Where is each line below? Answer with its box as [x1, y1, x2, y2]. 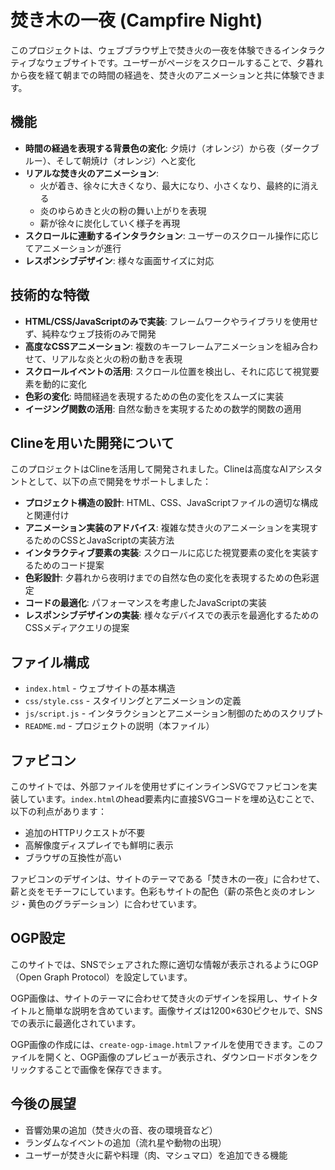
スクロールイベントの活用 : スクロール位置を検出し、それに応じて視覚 [24, 365, 311, 377]
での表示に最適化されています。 [10, 1017, 142, 1029]
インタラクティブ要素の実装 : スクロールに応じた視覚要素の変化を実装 [24, 547, 310, 559]
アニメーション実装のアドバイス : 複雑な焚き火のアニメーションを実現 [24, 522, 310, 534]
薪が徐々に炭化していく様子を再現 [39, 217, 181, 229]
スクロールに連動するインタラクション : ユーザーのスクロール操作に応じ [24, 229, 320, 241]
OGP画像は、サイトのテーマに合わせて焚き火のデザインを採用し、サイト [10, 992, 310, 1004]
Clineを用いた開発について [10, 434, 175, 451]
